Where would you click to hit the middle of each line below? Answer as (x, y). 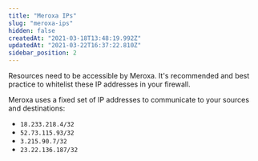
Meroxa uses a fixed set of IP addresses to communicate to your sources (129, 100)
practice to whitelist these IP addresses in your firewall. (99, 84)
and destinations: (37, 108)
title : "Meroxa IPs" (43, 16)
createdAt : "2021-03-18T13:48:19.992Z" (75, 38)
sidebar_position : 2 (43, 53)
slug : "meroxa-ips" (41, 23)
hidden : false (32, 30)
